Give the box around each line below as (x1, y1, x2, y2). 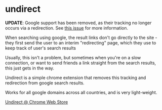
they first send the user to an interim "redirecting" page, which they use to (5, 39, 157, 45)
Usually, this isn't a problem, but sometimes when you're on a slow (5, 54, 141, 60)
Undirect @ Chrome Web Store (5, 99, 68, 105)
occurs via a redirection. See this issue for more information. (5, 25, 128, 31)
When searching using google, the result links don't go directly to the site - (5, 35, 158, 40)
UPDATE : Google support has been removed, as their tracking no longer (5, 20, 152, 26)
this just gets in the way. (5, 65, 54, 71)
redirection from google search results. (5, 80, 85, 86)
